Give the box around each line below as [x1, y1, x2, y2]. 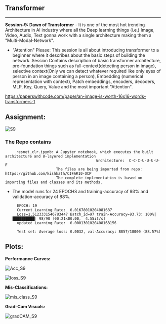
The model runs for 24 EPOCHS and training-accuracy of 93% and [12, 188, 149, 194]
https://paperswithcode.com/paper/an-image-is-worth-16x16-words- [5, 93, 146, 99]
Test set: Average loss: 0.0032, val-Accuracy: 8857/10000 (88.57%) [17, 229, 161, 234]
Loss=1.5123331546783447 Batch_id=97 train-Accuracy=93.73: [17, 212, 143, 217]
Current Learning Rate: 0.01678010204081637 [17, 207, 112, 212]
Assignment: [5, 113, 46, 121]
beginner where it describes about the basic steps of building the [12, 52, 146, 58]
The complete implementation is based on [56, 175, 142, 180]
